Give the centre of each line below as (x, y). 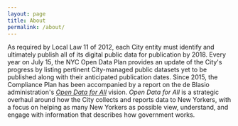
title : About (27, 21)
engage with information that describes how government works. (101, 115)
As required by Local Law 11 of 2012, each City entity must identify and (111, 47)
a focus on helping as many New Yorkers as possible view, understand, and (118, 108)
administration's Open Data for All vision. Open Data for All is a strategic (113, 92)
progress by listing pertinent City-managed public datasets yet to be (107, 70)
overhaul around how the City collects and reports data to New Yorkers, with (119, 100)
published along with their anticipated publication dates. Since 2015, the (113, 77)
